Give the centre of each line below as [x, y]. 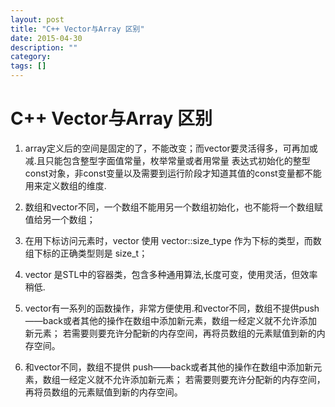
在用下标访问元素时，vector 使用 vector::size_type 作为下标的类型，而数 [173, 240]
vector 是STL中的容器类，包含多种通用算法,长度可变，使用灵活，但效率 [171, 274]
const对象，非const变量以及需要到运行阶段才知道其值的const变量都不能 [173, 173]
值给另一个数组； [60, 219]
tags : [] [28, 66]
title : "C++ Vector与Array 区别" [77, 29]
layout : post [37, 19]
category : [31, 57]
